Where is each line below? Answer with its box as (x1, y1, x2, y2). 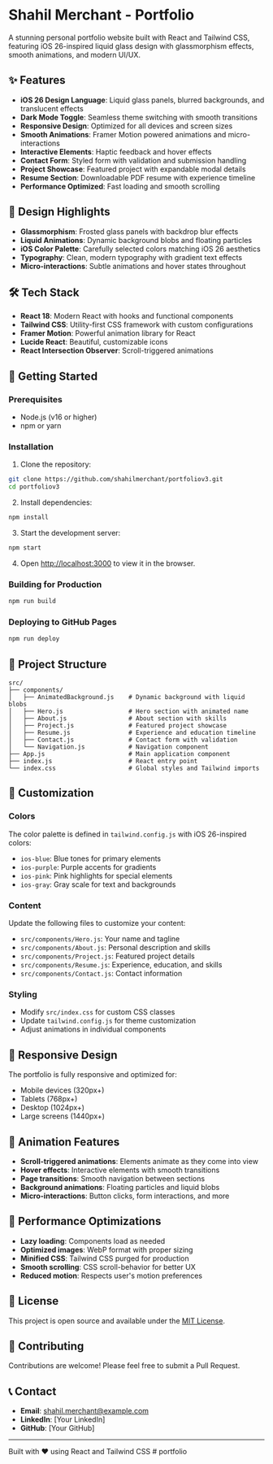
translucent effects (19, 103, 84, 113)
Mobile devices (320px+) (19, 1085, 105, 1095)
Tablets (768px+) (19, 1094, 78, 1104)
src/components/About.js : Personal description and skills (19, 943, 211, 952)
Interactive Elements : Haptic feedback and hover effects (19, 146, 212, 156)
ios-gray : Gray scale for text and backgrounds (19, 880, 176, 889)
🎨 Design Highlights (8, 205, 110, 219)
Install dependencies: (19, 497, 93, 507)
